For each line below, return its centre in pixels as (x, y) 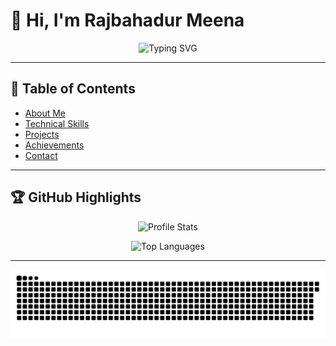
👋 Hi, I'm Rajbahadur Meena (127, 20)
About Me (45, 113)
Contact (41, 155)
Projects (42, 134)
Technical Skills (57, 123)
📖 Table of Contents (73, 89)
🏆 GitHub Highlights (76, 197)
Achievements (54, 145)
